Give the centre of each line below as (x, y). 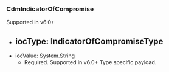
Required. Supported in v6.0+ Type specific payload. (90, 62)
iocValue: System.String (45, 56)
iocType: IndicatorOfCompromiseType (89, 41)
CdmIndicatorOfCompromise (50, 9)
